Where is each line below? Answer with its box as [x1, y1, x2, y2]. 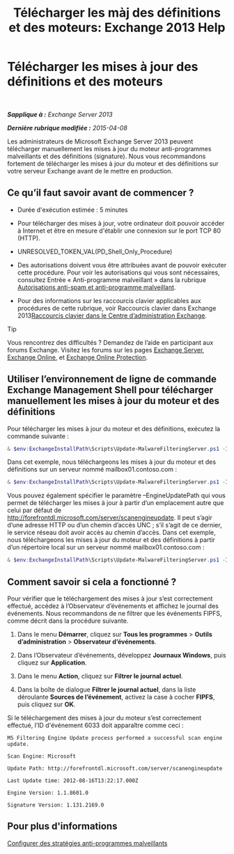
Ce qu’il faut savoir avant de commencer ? [7, 187, 194, 199]
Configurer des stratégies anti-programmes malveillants [7, 839, 168, 847]
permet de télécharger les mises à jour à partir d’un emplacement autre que [7, 499, 224, 507]
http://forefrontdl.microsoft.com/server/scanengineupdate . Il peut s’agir [7, 513, 212, 522]
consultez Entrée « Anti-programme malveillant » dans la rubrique [17, 275, 207, 284]
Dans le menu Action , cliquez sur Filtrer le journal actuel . [17, 672, 183, 680]
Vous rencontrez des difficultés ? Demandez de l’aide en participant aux [7, 338, 214, 346]
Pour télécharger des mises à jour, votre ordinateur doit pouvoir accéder [17, 219, 225, 227]
